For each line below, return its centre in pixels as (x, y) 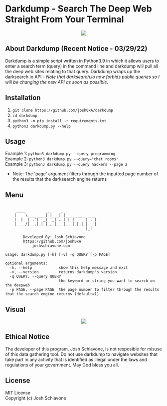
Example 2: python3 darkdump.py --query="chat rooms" (62, 159)
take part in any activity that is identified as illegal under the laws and (76, 359)
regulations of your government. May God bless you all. (62, 365)
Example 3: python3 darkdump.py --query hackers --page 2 (66, 164)
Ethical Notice (27, 337)
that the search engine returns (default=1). (53, 294)
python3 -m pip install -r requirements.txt (59, 121)
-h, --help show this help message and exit (69, 268)
